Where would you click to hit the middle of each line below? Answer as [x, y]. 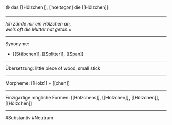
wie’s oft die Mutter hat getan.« [38, 29]
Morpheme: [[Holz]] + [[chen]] [38, 83]
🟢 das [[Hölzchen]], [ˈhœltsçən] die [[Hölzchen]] [57, 7]
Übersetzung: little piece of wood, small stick [53, 68]
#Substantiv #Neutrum [29, 118]
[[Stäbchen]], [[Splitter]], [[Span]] [48, 54]
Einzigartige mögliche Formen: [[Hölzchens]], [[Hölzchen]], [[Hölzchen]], [82, 98]
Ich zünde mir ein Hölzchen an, [38, 24]
